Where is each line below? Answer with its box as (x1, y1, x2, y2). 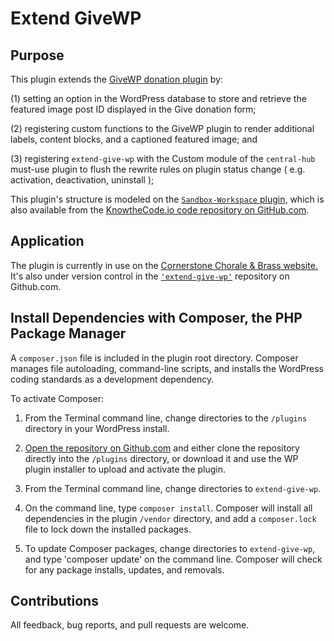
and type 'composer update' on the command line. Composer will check (24, 553, 323, 565)
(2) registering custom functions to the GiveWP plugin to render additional (10, 123, 315, 134)
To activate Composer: (10, 392, 105, 404)
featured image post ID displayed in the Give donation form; (10, 103, 257, 115)
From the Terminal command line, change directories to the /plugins (24, 412, 308, 424)
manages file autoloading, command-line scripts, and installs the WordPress (10, 362, 325, 374)
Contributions (10, 593, 99, 610)
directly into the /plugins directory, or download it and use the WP (24, 452, 299, 464)
